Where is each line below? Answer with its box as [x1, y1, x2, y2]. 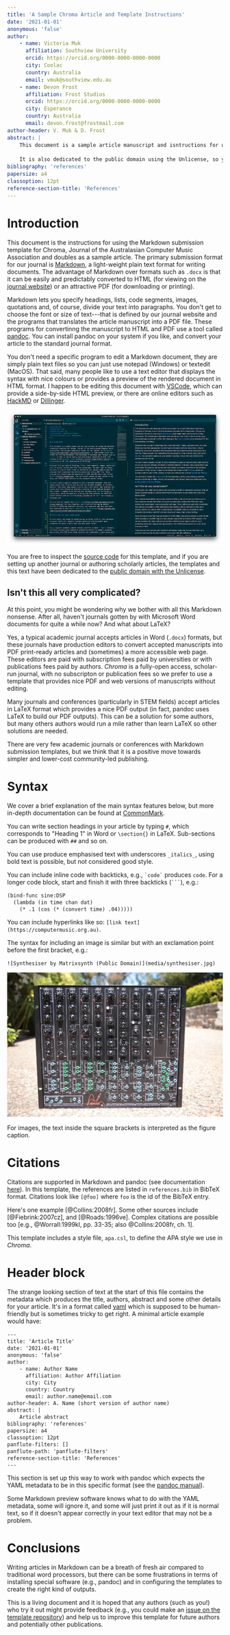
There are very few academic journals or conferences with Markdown [7, 739, 204, 748]
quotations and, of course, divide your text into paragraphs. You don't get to [7, 302, 222, 311]
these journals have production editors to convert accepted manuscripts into [7, 640, 223, 649]
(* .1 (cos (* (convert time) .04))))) [19, 906, 133, 913]
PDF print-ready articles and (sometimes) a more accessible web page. [7, 647, 209, 656]
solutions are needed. [7, 726, 68, 735]
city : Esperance [25, 105, 72, 113]
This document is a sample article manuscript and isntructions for [19, 142, 219, 148]
